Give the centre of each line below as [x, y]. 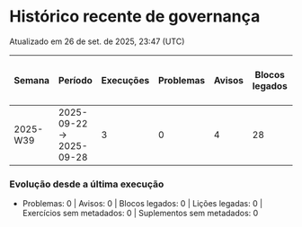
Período [75, 80]
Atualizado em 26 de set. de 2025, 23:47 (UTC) [97, 41]
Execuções [125, 80]
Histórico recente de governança [135, 17]
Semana [32, 80]
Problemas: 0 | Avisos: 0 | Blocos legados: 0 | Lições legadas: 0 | [142, 204]
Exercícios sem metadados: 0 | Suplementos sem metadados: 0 [140, 214]
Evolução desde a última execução [87, 184]
